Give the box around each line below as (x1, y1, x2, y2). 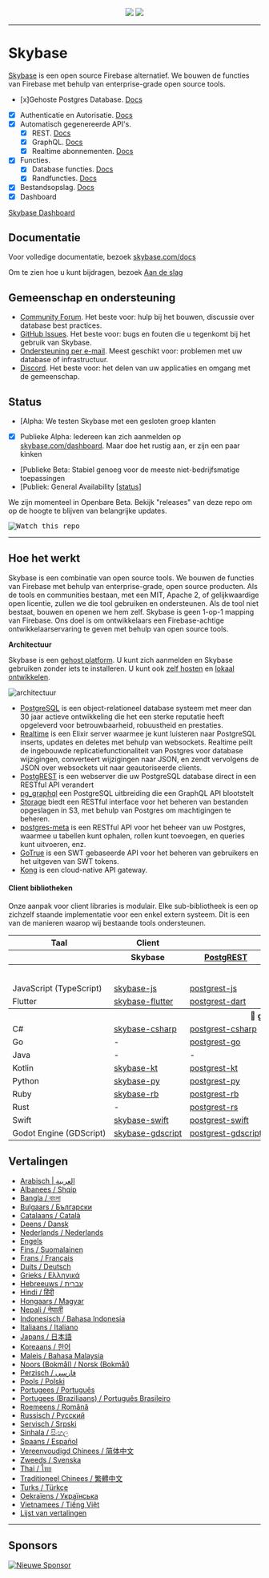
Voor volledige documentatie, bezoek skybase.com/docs (8, 252, 196, 262)
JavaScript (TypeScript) (12, 983, 102, 994)
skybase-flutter (113, 996, 174, 1007)
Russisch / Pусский (19, 1411, 86, 1420)
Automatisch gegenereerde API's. (19, 119, 132, 128)
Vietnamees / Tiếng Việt (19, 1499, 100, 1509)
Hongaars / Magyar (19, 1296, 84, 1306)
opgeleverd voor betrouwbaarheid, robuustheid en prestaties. (19, 720, 223, 729)
